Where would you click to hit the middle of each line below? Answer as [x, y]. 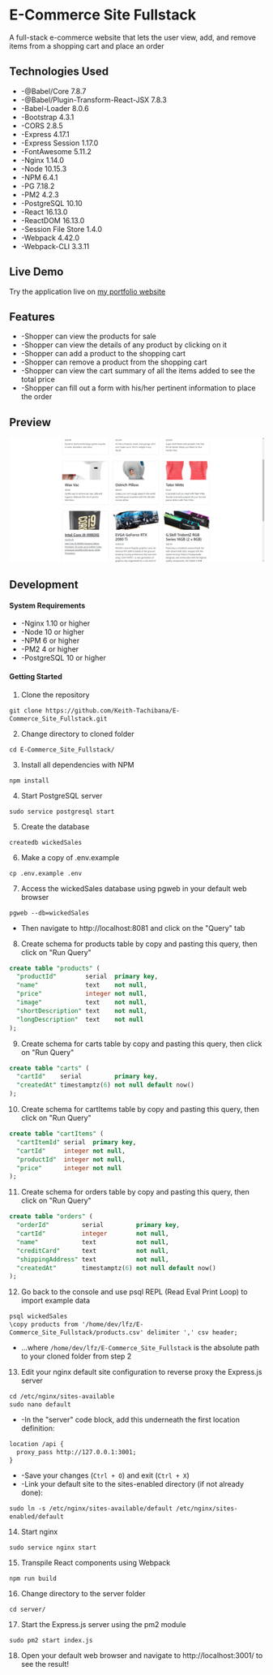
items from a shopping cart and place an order [87, 45]
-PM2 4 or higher [50, 649]
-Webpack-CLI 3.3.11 [55, 246]
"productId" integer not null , [71, 1159]
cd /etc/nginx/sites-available [62, 1397]
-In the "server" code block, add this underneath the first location [130, 1420]
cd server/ [28, 1610]
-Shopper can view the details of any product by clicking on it [124, 345]
